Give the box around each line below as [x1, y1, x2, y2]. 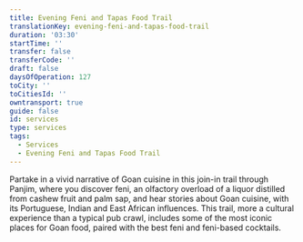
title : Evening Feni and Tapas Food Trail [9, 13, 173, 23]
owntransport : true [9, 97, 84, 107]
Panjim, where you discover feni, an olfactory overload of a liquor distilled [9, 183, 286, 194]
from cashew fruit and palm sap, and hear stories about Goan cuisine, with [9, 193, 289, 204]
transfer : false [9, 47, 71, 56]
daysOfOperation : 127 [9, 73, 92, 82]
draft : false [9, 65, 59, 74]
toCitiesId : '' [9, 89, 67, 98]
